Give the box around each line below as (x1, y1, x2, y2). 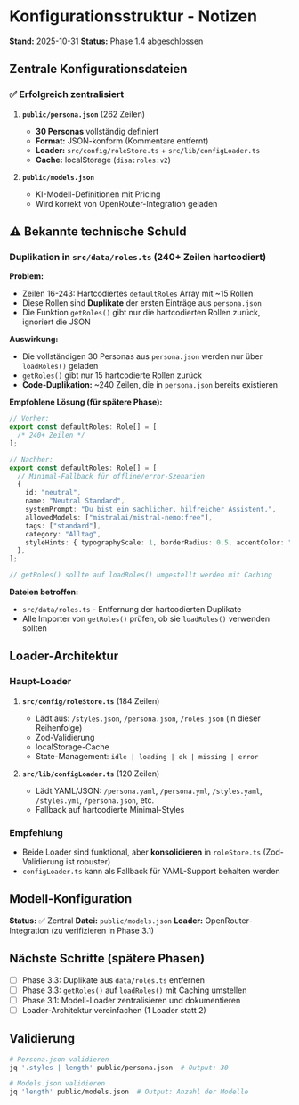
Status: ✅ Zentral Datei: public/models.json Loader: (9, 915, 203, 926)
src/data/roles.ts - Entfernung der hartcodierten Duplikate (21, 604, 242, 615)
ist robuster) (65, 856, 111, 867)
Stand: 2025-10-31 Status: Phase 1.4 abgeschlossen (9, 36, 204, 46)
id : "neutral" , (25, 488, 82, 497)
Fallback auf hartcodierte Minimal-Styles (35, 804, 185, 814)
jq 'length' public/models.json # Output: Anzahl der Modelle (9, 1087, 249, 1097)
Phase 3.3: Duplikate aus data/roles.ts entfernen (21, 974, 206, 986)
